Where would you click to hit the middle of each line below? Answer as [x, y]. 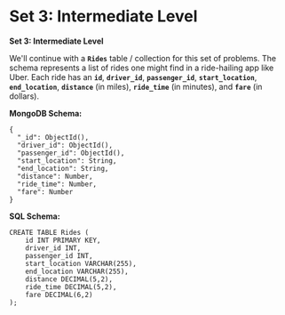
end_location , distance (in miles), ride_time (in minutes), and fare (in [136, 86]
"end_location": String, [63, 168]
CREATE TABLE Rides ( [49, 232]
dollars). [24, 96]
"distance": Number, [55, 176]
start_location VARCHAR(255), [81, 263]
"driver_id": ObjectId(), [65, 145]
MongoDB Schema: [46, 113]
